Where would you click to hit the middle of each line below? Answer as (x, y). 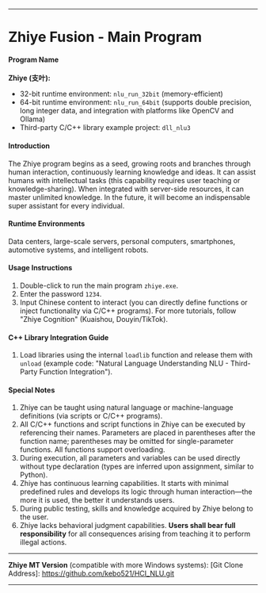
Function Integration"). (76, 372)
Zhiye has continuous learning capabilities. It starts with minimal (124, 484)
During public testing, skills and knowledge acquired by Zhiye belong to (136, 509)
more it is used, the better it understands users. (97, 500)
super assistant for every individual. (66, 205)
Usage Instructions (40, 268)
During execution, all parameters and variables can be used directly (130, 458)
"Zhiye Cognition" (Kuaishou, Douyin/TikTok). (94, 319)
